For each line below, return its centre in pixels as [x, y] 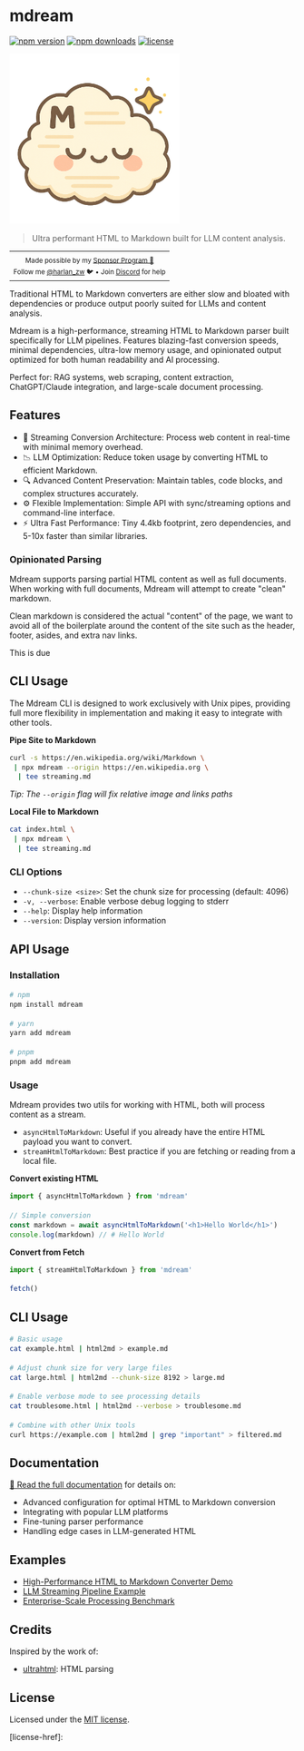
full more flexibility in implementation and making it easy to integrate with [146, 712]
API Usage [39, 949]
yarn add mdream [40, 1033]
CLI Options [36, 872]
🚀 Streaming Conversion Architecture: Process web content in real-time [156, 437]
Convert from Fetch [47, 1252]
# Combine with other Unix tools [73, 1425]
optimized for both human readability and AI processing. [115, 359]
